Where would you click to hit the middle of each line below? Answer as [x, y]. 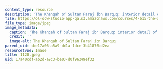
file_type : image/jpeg [28, 23]
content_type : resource [29, 9]
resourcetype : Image [26, 50]
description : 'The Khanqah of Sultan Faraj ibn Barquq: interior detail [80, 14]
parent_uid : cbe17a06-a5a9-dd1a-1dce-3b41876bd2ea [57, 46]
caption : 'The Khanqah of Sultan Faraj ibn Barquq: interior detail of [83, 32]
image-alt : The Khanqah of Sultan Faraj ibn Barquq [63, 41]
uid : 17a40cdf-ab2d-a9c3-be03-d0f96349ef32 [50, 59]
